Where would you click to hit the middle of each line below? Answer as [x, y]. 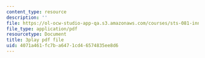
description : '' [27, 18]
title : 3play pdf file [35, 40]
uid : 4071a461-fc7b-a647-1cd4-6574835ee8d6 [63, 46]
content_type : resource [37, 12]
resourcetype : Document [37, 34]
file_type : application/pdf [42, 29]
